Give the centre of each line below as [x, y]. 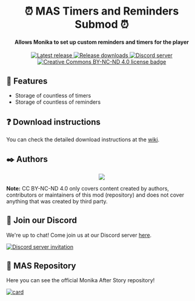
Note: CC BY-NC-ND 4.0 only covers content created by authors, [88, 188]
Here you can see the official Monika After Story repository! [81, 280]
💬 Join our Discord [42, 221]
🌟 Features [27, 81]
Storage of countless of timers [53, 96]
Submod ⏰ [102, 25]
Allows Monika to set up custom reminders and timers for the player [102, 42]
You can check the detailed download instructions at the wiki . [83, 140]
